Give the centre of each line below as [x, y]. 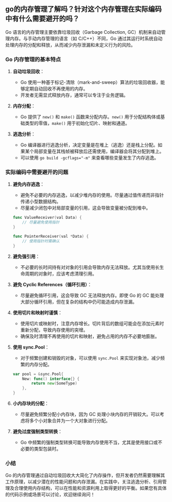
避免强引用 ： [26, 256]
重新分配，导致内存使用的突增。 [54, 330]
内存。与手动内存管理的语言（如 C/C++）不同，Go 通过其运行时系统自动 [86, 38]
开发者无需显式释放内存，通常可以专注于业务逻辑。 [74, 95]
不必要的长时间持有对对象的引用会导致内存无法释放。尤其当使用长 [90, 267]
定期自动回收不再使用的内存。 [56, 89]
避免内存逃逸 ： [28, 184]
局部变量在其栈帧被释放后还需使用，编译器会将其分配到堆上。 [99, 151]
